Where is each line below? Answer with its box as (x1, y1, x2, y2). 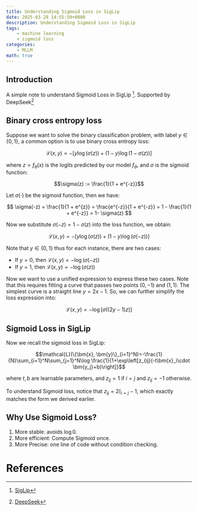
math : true (6, 53, 33, 59)
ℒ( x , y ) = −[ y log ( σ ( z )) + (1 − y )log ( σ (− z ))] (48, 233, 150, 240)
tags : (6, 25, 19, 31)
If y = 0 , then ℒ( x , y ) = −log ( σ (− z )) (14, 257, 100, 264)
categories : (6, 42, 35, 48)
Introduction (6, 75, 53, 85)
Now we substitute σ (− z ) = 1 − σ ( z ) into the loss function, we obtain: (6, 221, 172, 228)
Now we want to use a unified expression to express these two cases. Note (6, 276, 189, 283)
